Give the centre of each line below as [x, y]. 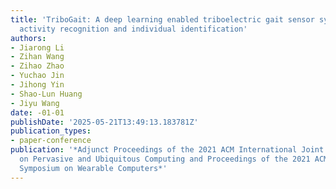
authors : [28, 38]
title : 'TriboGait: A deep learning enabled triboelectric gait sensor [162, 19]
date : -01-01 [37, 112]
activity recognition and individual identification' [133, 29]
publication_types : [51, 131]
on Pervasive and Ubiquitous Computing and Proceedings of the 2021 [165, 159]
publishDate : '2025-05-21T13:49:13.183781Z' [104, 122]
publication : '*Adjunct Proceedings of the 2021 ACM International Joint [167, 150]
